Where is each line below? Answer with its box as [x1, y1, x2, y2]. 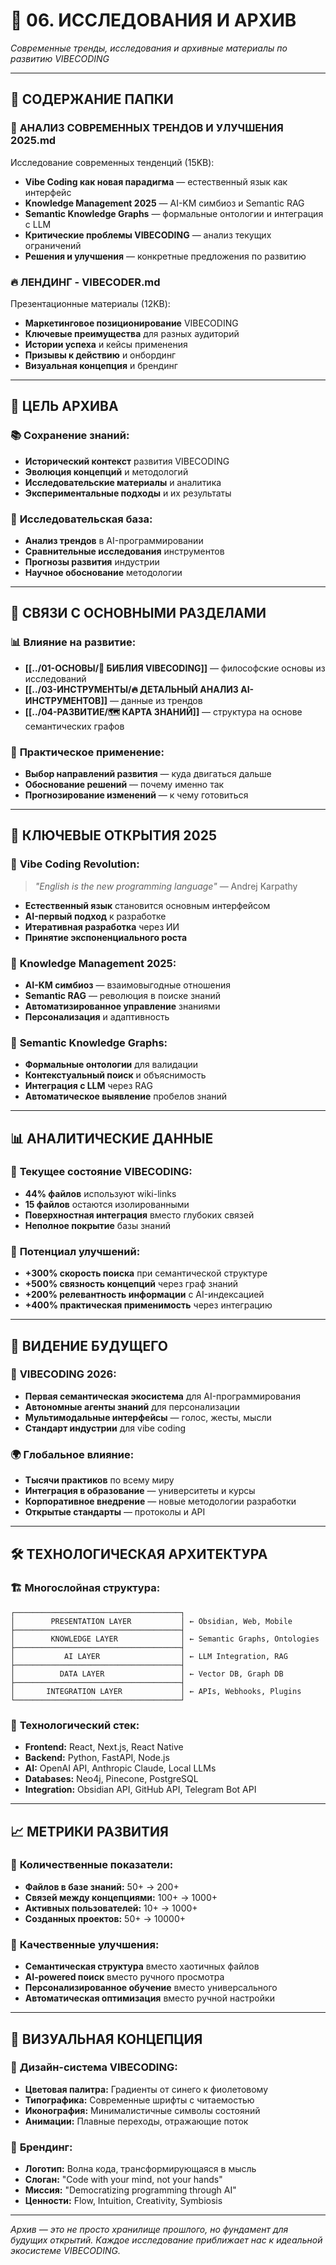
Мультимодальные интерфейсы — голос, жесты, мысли [24, 1411, 272, 1423]
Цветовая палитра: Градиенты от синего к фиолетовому [24, 2083, 269, 2095]
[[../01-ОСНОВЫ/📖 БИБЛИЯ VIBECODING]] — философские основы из [24, 662, 326, 674]
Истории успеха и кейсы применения [24, 338, 188, 350]
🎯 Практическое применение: [10, 745, 165, 759]
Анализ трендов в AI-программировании [24, 534, 204, 546]
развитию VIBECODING [10, 52, 110, 64]
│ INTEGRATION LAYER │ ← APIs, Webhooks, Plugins [10, 1686, 302, 1696]
